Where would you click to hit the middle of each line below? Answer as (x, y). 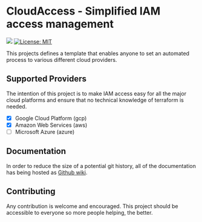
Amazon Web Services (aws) (51, 125)
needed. (17, 106)
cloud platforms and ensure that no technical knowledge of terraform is (95, 100)
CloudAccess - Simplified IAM (83, 11)
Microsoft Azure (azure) (45, 132)
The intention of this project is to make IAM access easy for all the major (96, 93)
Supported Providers (46, 79)
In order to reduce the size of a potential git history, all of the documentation (101, 166)
